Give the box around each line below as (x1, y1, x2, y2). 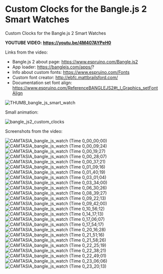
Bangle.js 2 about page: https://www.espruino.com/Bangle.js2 (12, 59, 138, 64)
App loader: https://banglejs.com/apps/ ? (12, 64, 94, 70)
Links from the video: (5, 49, 48, 55)
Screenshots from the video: (5, 128, 63, 134)
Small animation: (5, 109, 39, 115)
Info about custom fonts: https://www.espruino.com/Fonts (12, 69, 130, 75)
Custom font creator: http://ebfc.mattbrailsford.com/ (12, 74, 118, 80)
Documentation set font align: (12, 80, 72, 86)
